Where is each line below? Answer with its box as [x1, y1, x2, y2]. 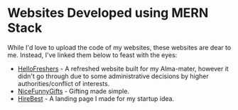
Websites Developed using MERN [7, 5, 209, 21]
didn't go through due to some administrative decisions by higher [17, 72, 209, 80]
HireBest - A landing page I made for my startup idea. [17, 94, 175, 103]
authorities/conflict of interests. [17, 79, 110, 87]
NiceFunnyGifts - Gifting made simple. [17, 87, 130, 95]
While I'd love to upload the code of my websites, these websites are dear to [7, 43, 232, 51]
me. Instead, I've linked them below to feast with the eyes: [7, 51, 178, 59]
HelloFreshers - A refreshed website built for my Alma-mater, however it [17, 64, 229, 73]
